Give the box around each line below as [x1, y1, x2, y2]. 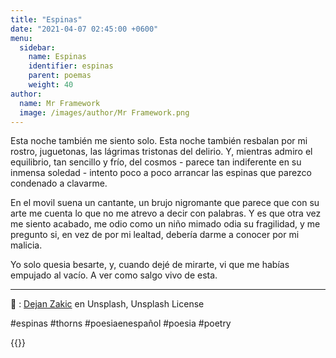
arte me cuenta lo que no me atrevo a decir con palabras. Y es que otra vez [10, 207, 322, 220]
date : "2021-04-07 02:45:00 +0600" [10, 24, 159, 34]
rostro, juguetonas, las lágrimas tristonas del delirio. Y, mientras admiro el [10, 146, 313, 158]
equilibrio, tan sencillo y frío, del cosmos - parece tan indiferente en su [10, 156, 302, 168]
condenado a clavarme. [10, 177, 108, 190]
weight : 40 [28, 80, 74, 90]
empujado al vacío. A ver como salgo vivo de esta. [10, 269, 218, 281]
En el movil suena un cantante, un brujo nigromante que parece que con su [10, 197, 320, 209]
